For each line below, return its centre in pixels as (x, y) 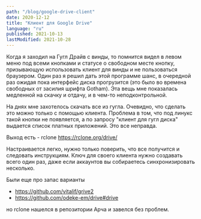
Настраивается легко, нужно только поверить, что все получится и (93, 149)
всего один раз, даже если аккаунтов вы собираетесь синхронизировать (100, 162)
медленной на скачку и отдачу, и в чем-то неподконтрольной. (87, 95)
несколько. (20, 168)
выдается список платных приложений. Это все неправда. (82, 126)
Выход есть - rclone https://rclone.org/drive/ (62, 137)
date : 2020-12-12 (28, 17)
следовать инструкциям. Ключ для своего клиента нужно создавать (94, 155)
